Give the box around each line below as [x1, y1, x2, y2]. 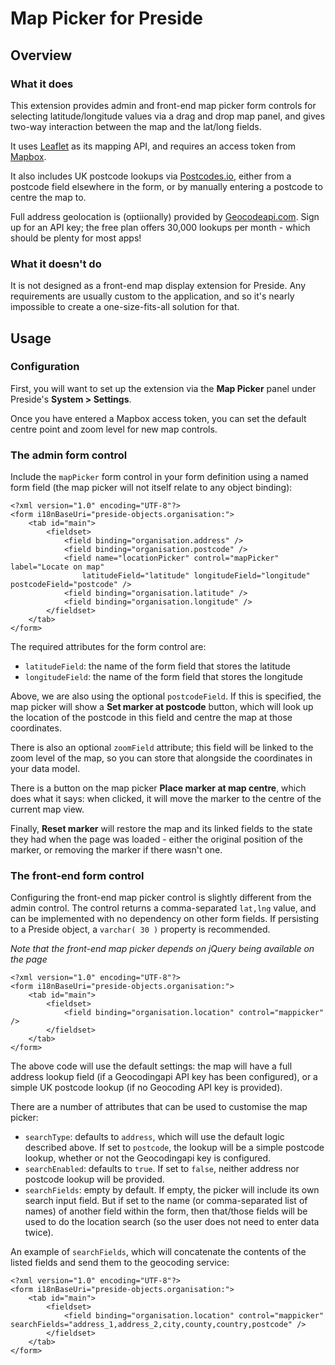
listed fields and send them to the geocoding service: [10, 1257, 230, 1269]
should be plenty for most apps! [10, 232, 142, 244]
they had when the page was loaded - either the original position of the [10, 833, 303, 846]
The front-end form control [10, 869, 145, 883]
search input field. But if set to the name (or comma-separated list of [24, 1195, 308, 1207]
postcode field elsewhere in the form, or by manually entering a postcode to [10, 180, 323, 192]
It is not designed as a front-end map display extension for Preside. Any [10, 280, 307, 292]
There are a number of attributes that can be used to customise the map [10, 1101, 308, 1113]
